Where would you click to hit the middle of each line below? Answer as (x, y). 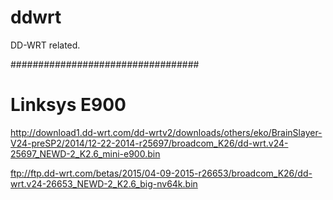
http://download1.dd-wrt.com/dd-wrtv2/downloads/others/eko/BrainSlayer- (166, 132)
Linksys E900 (68, 105)
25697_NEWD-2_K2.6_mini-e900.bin (85, 153)
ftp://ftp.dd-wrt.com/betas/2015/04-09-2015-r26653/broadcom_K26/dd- (161, 173)
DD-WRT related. (45, 45)
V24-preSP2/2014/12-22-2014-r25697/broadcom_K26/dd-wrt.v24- (149, 143)
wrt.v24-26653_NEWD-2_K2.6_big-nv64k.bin (104, 183)
